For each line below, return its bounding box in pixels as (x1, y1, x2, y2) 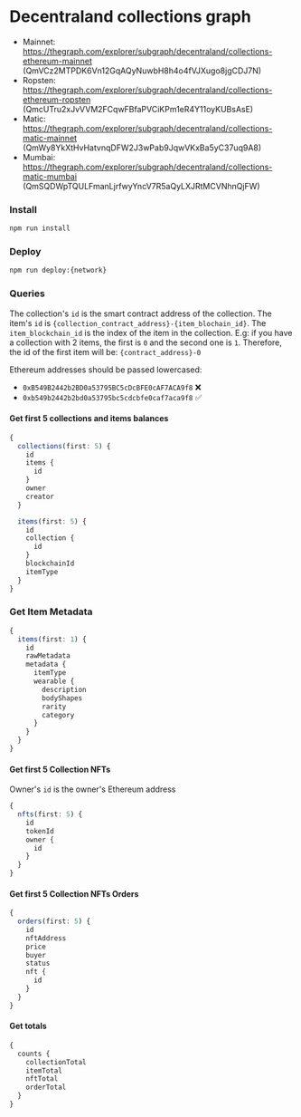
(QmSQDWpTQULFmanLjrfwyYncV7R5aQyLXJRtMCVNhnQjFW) (22, 180, 260, 191)
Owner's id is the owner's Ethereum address (9, 784, 176, 794)
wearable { (33, 677, 75, 686)
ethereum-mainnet (22, 55, 92, 66)
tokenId (25, 826, 54, 835)
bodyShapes (42, 693, 83, 703)
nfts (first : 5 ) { (17, 810, 83, 819)
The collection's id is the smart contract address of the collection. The (9, 308, 273, 319)
